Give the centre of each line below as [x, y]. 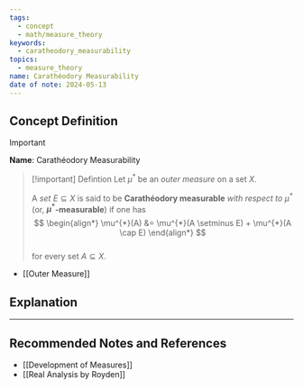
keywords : [28, 43]
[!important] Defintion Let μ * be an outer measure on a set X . [144, 178]
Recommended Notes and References [118, 343]
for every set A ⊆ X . [69, 257]
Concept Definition [64, 121]
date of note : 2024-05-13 [58, 85]
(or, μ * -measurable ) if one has [88, 208]
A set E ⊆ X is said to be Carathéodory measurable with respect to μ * [162, 197]
